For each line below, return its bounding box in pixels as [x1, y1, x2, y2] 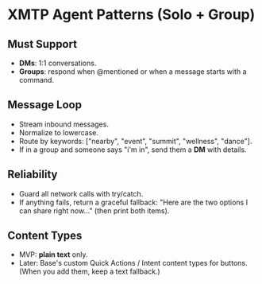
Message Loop [7, 98, 83, 112]
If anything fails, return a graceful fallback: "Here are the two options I [18, 197, 248, 207]
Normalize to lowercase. [18, 127, 99, 137]
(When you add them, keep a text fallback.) [18, 266, 160, 276]
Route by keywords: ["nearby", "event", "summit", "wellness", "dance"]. [18, 136, 252, 146]
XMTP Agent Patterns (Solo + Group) [7, 6, 256, 24]
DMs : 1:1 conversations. [18, 58, 97, 68]
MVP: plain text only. [18, 250, 88, 259]
